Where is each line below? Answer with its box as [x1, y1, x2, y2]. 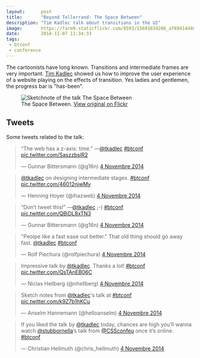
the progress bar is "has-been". [6, 83, 84, 90]
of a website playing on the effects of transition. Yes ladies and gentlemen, [6, 76, 189, 83]
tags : [6, 36, 20, 42]
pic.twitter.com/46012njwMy [20, 180, 91, 188]
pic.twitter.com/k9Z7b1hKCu [20, 297, 90, 305]
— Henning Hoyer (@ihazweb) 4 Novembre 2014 [20, 192, 141, 199]
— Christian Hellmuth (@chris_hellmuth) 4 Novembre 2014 [20, 345, 165, 352]
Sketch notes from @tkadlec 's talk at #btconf [20, 292, 132, 299]
